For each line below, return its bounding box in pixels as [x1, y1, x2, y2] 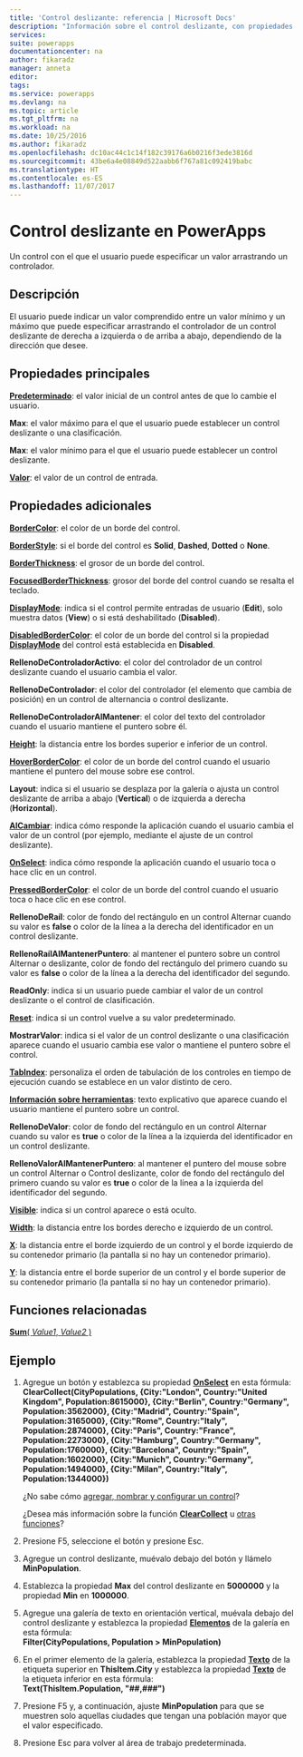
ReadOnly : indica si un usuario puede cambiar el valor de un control [9, 985, 264, 996]
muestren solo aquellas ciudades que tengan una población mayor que [22, 1711, 288, 1722]
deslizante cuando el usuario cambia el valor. [9, 666, 178, 677]
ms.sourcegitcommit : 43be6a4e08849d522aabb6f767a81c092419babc [9, 156, 253, 166]
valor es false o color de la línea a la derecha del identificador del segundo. [9, 967, 291, 978]
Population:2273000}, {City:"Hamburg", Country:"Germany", [22, 1435, 261, 1446]
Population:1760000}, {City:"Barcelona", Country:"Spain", [22, 1444, 250, 1456]
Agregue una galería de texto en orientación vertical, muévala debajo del [22, 1607, 294, 1619]
